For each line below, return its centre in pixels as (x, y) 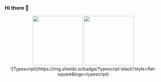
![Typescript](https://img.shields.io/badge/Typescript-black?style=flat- (83, 69)
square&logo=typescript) (83, 74)
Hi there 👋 (17, 8)
